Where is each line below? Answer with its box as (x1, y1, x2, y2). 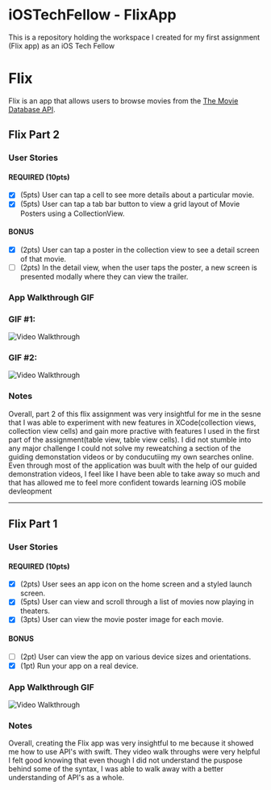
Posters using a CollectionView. (19, 208, 125, 218)
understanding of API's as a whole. (8, 773, 125, 783)
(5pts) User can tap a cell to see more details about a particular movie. (19, 190, 255, 200)
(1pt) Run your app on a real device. (19, 661, 139, 670)
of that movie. (19, 254, 67, 263)
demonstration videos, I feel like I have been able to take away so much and (8, 469, 261, 478)
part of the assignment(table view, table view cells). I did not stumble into (8, 435, 252, 444)
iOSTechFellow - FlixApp (8, 6, 177, 24)
